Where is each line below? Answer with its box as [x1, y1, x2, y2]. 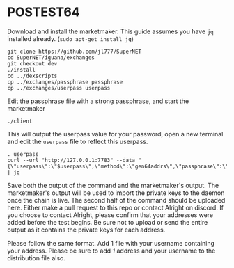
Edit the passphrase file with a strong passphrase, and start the [7, 97, 189, 105]
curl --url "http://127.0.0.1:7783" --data [7, 157, 136, 164]
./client [7, 118, 33, 125]
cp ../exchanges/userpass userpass [7, 84, 111, 91]
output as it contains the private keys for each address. [7, 226, 166, 234]
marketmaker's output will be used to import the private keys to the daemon [7, 189, 225, 197]
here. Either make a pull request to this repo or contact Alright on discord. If [7, 203, 224, 212]
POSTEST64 [7, 4, 80, 20]
